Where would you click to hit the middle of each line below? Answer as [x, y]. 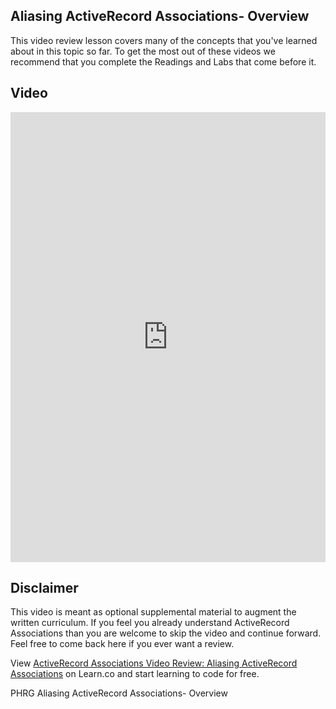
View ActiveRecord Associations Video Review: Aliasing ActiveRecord [154, 663]
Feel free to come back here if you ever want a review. [122, 644]
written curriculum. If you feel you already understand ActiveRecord [150, 623]
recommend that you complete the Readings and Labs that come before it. [163, 61]
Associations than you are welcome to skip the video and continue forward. [166, 633]
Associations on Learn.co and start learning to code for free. [135, 674]
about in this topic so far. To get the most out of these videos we [143, 51]
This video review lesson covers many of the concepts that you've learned [164, 40]
